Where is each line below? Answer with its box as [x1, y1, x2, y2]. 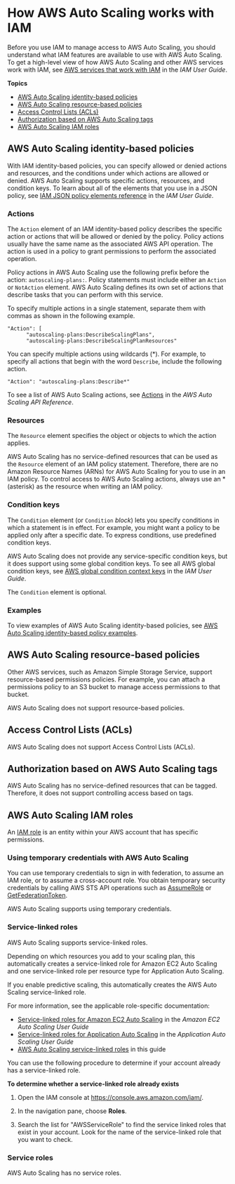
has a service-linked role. [7, 1065, 81, 1075]
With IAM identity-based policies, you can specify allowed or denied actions [7, 161, 227, 170]
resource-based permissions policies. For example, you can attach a [7, 675, 206, 684]
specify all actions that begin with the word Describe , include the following [7, 357, 222, 366]
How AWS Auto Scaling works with [7, 5, 215, 21]
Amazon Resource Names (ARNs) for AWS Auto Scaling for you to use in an [7, 467, 226, 476]
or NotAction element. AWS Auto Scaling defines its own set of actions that [7, 283, 224, 292]
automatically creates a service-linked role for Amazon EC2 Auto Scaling [7, 959, 217, 968]
